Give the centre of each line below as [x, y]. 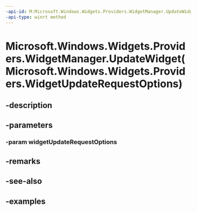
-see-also [24, 181]
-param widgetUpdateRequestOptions [61, 142]
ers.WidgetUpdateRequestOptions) [94, 84]
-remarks [23, 161]
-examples [26, 201]
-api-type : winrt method [36, 17]
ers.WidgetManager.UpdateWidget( [96, 59]
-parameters [29, 125]
